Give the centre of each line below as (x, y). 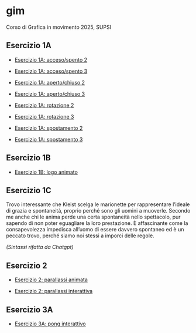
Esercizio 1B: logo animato (46, 172)
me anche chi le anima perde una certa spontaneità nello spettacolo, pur (93, 217)
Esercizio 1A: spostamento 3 (49, 139)
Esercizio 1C (29, 190)
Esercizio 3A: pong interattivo (50, 324)
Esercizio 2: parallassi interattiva (54, 291)
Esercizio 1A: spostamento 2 (49, 128)
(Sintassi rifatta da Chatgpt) (40, 247)
